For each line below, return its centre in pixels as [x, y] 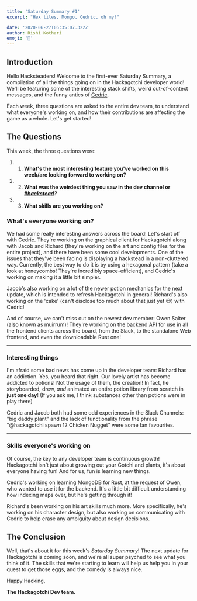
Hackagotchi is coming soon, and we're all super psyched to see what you [96, 557]
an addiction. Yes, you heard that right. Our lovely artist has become [89, 377]
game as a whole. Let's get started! [49, 118]
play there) [20, 402]
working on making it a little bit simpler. [54, 277]
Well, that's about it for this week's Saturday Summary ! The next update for [98, 551]
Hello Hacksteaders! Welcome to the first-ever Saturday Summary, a [89, 76]
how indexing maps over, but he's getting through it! [69, 495]
